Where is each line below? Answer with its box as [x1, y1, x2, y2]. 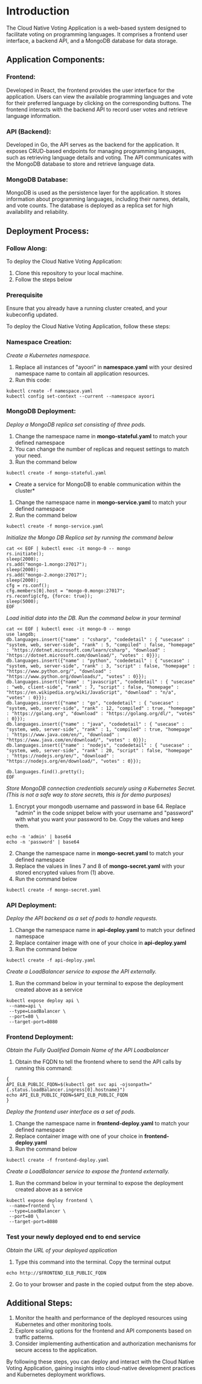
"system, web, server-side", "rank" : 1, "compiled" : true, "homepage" [6, 726, 193, 732]
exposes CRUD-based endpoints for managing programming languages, [6, 147, 186, 155]
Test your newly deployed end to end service [6, 1233, 141, 1241]
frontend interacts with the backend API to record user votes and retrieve [6, 106, 188, 113]
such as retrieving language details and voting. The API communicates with [6, 154, 194, 161]
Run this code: [14, 376, 51, 383]
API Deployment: [6, 901, 57, 909]
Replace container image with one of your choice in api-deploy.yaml [14, 939, 187, 946]
